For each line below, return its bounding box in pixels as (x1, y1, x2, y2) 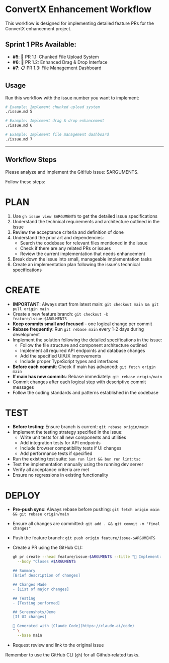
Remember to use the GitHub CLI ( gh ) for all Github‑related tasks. (5, 651, 140, 657)
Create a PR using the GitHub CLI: (12, 544, 83, 551)
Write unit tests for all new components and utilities (20, 434, 127, 440)
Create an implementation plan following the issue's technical (12, 261, 140, 267)
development (12, 331, 40, 337)
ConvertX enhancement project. (5, 25, 72, 31)
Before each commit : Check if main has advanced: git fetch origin (12, 364, 156, 370)
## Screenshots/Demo (12, 609, 56, 615)
